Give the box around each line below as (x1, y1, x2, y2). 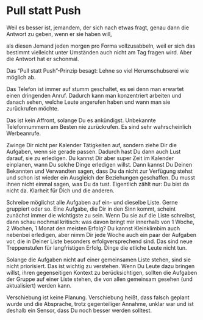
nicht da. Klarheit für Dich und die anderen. (6, 187, 115, 194)
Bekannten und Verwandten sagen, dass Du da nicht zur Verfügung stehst (6, 167, 193, 175)
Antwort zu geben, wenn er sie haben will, (6, 30, 112, 37)
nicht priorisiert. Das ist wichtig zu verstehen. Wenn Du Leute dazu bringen (6, 262, 195, 269)
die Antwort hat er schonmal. (6, 55, 79, 62)
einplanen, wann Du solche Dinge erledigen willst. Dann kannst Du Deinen (6, 161, 193, 168)
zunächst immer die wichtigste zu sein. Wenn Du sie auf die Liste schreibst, (6, 211, 196, 219)
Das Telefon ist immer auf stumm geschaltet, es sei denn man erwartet (6, 85, 184, 92)
